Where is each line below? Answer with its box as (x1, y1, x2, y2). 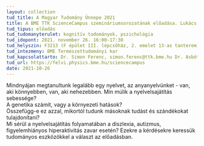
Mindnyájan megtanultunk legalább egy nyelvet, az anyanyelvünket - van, (6, 82, 191, 89)
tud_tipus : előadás (6, 25, 56, 32)
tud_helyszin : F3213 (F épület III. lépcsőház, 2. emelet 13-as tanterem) (6, 43, 200, 49)
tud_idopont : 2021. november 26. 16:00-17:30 (6, 37, 123, 43)
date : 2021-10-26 (6, 65, 50, 71)
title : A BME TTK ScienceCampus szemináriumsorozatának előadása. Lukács (6, 20, 197, 26)
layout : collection (6, 8, 56, 15)
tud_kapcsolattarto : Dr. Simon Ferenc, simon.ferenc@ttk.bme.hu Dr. (6, 54, 183, 60)
